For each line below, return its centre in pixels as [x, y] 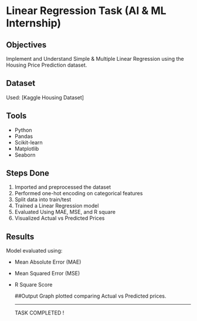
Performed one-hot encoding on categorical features [79, 194]
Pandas [24, 136]
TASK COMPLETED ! [39, 313]
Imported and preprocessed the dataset [63, 187]
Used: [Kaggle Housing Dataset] [45, 97]
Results [20, 237]
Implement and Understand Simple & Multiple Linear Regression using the [95, 59]
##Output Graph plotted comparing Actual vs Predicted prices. [90, 296]
